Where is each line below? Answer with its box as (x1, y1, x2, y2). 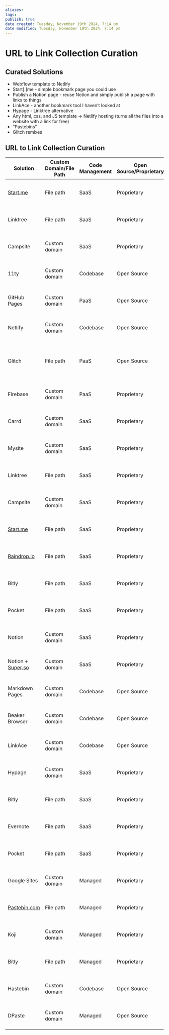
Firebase (8, 391, 29, 398)
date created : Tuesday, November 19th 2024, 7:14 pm (5, 21, 118, 27)
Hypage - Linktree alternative (12, 108, 74, 114)
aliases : (5, 7, 24, 13)
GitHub (8, 294, 25, 301)
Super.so (8, 664, 29, 671)
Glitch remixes (12, 129, 43, 135)
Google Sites (8, 877, 38, 884)
